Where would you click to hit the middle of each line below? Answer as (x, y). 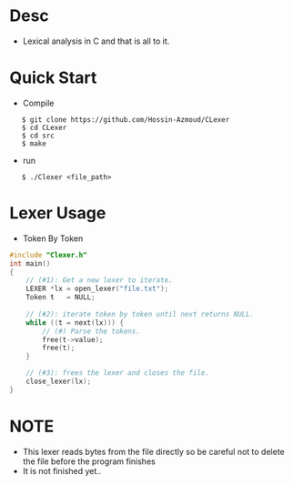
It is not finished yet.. (62, 470)
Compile (38, 103)
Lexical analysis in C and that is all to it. (96, 41)
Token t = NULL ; (61, 298)
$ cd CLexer (44, 127)
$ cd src (38, 136)
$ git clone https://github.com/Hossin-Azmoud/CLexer (126, 119)
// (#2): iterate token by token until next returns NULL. (140, 314)
